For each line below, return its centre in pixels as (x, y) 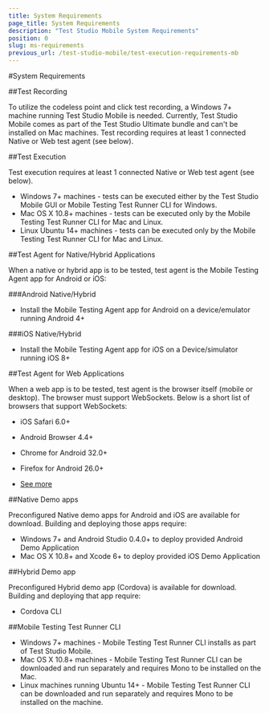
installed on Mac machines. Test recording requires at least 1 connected (127, 132)
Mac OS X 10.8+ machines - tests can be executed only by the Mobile (135, 213)
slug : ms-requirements (46, 46)
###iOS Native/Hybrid (45, 334)
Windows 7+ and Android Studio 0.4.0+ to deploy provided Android (131, 539)
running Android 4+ (53, 318)
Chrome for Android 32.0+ (64, 453)
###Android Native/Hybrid (52, 294)
